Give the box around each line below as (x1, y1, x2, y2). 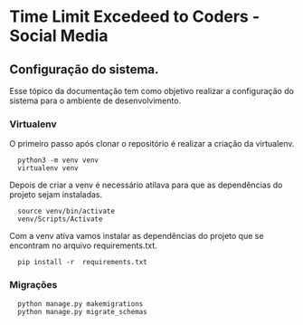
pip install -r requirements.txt (17, 258, 147, 267)
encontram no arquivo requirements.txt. (9, 240, 157, 251)
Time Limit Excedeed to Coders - (9, 6, 260, 27)
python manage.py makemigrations (17, 299, 144, 309)
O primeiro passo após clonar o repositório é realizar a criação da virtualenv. (9, 139, 295, 149)
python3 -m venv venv (17, 156, 99, 165)
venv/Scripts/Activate (17, 215, 103, 224)
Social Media (9, 25, 109, 46)
